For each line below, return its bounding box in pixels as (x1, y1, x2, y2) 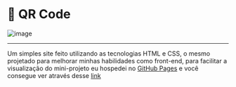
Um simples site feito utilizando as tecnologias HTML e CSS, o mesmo (7, 49, 211, 58)
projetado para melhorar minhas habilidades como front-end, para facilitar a (7, 56, 228, 65)
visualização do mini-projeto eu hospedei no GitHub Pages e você (7, 64, 199, 72)
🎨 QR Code (7, 6, 71, 22)
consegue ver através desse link (7, 71, 101, 79)
